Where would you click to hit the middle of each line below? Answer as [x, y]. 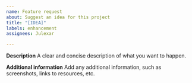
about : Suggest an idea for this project [58, 17]
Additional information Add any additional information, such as [84, 67]
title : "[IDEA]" [26, 23]
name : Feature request [34, 12]
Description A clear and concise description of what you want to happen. [96, 56]
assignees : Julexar [30, 34]
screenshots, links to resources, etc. [51, 74]
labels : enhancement [32, 28]
